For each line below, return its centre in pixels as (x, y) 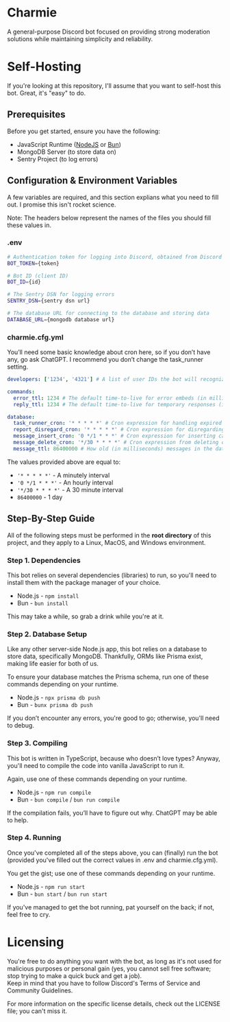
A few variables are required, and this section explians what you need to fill (113, 197)
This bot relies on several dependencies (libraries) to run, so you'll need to (112, 575)
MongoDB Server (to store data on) (66, 152)
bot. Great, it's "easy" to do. (47, 93)
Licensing (36, 942)
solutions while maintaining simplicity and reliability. (80, 38)
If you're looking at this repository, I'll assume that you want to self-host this (114, 85)
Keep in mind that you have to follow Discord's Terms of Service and (104, 983)
